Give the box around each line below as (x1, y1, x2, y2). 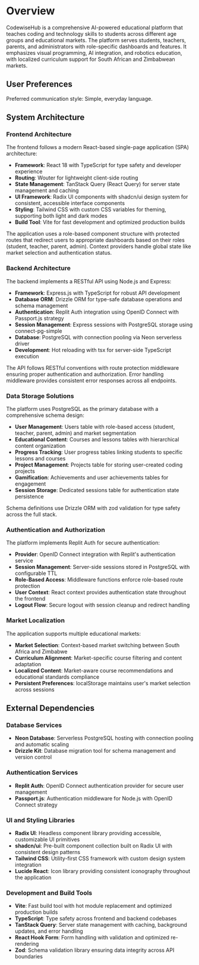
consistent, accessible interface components (14, 200, 125, 207)
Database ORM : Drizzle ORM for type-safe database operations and (14, 295, 182, 302)
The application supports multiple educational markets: (6, 630, 141, 637)
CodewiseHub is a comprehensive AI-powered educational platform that (6, 24, 183, 31)
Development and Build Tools (6, 889, 93, 897)
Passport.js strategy (14, 314, 64, 321)
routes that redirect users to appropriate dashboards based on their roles (6, 237, 185, 244)
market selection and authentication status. (6, 249, 112, 256)
